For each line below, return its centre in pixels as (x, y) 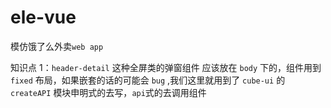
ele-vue (43, 17)
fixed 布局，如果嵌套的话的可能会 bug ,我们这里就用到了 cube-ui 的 (148, 80)
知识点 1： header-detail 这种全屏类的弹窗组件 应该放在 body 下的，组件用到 (166, 67)
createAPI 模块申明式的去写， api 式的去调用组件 (108, 92)
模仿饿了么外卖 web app (57, 46)
